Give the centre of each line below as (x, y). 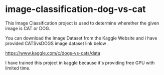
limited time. (18, 68)
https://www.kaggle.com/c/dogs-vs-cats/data (53, 53)
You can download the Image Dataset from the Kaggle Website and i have (81, 38)
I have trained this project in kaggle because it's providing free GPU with (80, 62)
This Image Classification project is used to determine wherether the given (82, 23)
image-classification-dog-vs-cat (76, 9)
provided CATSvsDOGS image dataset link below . (57, 43)
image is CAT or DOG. (28, 28)
